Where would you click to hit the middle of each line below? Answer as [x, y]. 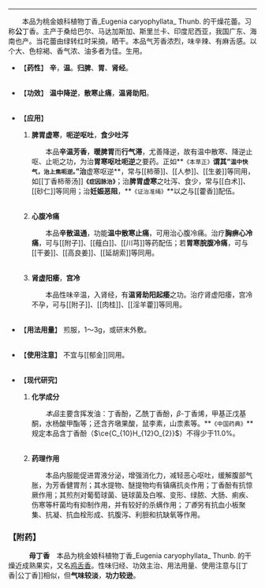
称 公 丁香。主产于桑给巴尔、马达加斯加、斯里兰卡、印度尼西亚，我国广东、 [129, 31]
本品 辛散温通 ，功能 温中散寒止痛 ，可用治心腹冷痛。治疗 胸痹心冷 [149, 233]
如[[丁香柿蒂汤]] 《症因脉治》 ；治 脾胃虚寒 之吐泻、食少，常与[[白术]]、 [140, 181]
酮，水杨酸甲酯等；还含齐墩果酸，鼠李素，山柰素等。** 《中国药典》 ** [142, 423]
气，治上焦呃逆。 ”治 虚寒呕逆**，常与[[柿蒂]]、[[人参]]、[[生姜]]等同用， [143, 171]
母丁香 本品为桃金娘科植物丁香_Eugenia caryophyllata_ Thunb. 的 [137, 556]
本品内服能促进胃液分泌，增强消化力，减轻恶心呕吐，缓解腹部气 [149, 475]
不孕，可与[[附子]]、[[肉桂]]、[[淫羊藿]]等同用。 [109, 304]
